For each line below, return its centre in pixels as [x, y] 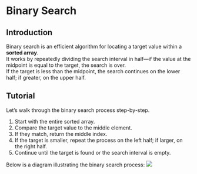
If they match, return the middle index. [61, 134]
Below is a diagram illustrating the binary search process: [76, 165]
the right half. [31, 146]
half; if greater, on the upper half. [46, 78]
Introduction [29, 33]
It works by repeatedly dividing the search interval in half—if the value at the [98, 59]
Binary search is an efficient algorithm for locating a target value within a [94, 46]
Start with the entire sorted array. [55, 121]
